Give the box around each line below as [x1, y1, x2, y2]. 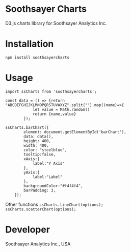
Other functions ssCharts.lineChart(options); [5, 201, 103, 207]
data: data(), [23, 134, 54, 139]
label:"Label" [32, 174, 63, 180]
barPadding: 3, [23, 188, 56, 193]
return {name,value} [32, 111, 76, 117]
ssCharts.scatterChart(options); [5, 206, 76, 212]
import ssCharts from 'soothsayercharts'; [5, 89, 97, 94]
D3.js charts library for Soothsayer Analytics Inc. [5, 20, 107, 26]
